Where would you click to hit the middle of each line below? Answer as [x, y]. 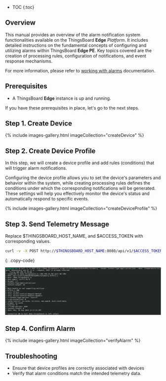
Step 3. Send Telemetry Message [57, 224]
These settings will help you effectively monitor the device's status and [77, 193]
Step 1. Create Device [39, 124]
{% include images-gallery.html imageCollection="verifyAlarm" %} [73, 341]
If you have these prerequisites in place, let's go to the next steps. [72, 108]
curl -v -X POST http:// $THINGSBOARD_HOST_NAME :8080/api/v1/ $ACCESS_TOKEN [84, 251]
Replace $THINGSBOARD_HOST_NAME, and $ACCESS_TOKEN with [74, 236]
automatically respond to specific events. [47, 199]
